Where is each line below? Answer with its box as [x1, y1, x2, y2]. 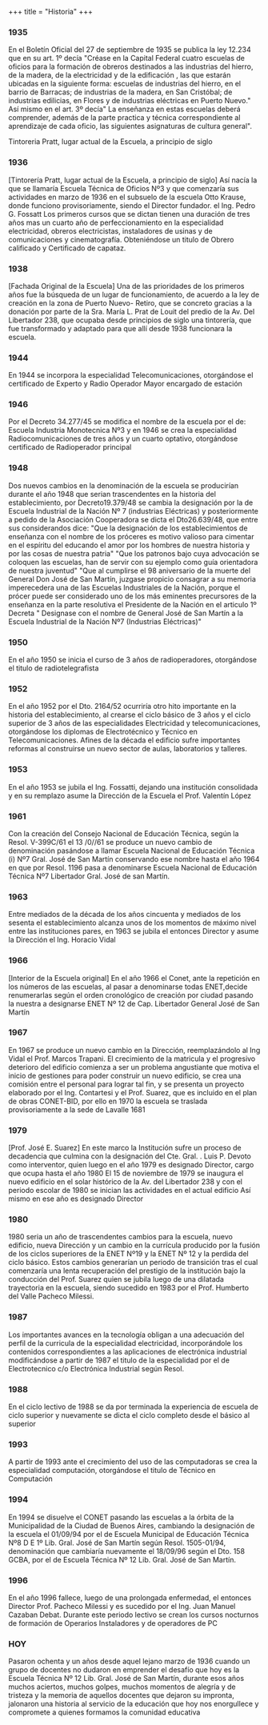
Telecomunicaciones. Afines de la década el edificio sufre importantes [8, 735, 241, 745]
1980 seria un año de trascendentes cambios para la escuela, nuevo [8, 1232, 234, 1242]
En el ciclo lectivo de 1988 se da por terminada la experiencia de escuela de [8, 1402, 258, 1411]
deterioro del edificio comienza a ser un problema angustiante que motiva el [8, 1062, 260, 1071]
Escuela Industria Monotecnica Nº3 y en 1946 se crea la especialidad [8, 426, 238, 435]
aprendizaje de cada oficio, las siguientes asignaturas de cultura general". [8, 122, 252, 131]
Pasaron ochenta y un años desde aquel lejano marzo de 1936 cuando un [8, 1656, 250, 1667]
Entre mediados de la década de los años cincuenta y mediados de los [8, 910, 242, 919]
